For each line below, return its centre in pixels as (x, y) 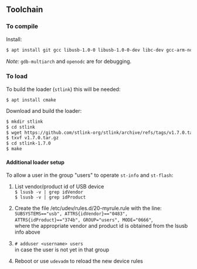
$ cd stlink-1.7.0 (28, 143)
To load (17, 76)
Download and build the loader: (44, 110)
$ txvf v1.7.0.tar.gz (33, 138)
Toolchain (25, 10)
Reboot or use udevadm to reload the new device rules (79, 261)
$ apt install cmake (31, 100)
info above (27, 232)
